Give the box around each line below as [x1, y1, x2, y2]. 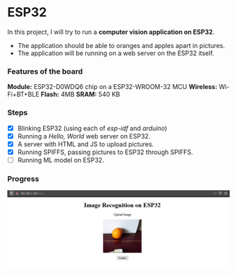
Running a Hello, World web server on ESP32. [17, 131, 151, 140]
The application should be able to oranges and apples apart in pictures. [17, 41, 226, 49]
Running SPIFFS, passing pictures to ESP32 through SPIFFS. [17, 148, 193, 156]
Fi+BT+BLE [7, 90, 40, 99]
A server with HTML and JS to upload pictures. [17, 139, 154, 148]
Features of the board [7, 66, 83, 76]
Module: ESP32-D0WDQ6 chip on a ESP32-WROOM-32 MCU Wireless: [7, 83, 217, 91]
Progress [7, 174, 39, 184]
